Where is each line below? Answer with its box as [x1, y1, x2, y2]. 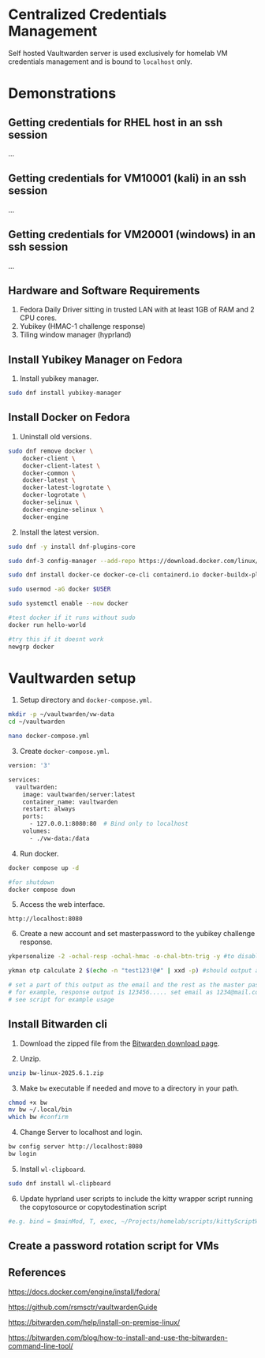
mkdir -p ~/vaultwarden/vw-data [8, 711, 114, 718]
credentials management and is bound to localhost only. [8, 57, 192, 66]
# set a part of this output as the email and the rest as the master [8, 981, 245, 989]
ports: [22, 812, 44, 821]
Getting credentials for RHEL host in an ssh [8, 116, 223, 129]
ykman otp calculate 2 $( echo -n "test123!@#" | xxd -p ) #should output [8, 967, 252, 975]
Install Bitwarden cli [8, 1017, 108, 1031]
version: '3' [8, 762, 51, 770]
